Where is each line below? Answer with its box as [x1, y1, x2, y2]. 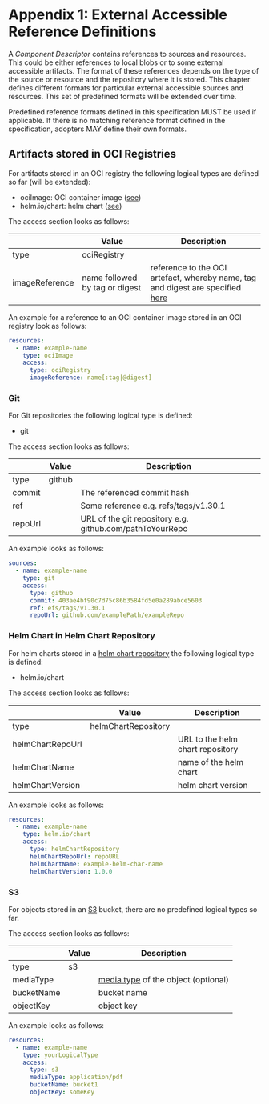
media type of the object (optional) [98, 974, 230, 985]
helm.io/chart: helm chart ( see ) [19, 201, 122, 210]
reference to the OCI [150, 262, 227, 273]
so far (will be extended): [8, 177, 91, 186]
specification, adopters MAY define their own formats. [8, 124, 187, 134]
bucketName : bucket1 [29, 1081, 98, 1089]
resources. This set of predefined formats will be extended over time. [8, 91, 237, 101]
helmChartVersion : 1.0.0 [29, 867, 113, 875]
